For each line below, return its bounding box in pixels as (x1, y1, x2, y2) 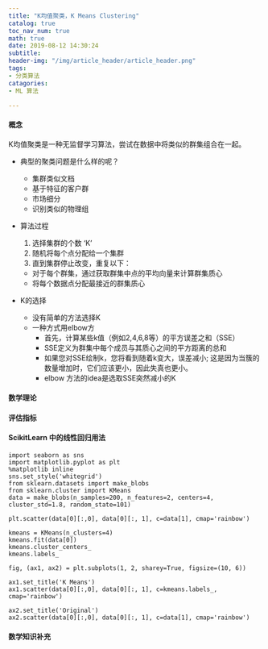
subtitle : (8, 49, 42, 57)
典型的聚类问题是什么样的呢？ (19, 156, 119, 166)
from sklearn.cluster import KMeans (8, 486, 131, 494)
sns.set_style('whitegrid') (8, 472, 103, 481)
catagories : (8, 79, 48, 87)
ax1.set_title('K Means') (8, 578, 95, 586)
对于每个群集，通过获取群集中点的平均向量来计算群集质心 (31, 268, 223, 278)
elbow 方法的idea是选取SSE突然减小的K (43, 372, 176, 383)
